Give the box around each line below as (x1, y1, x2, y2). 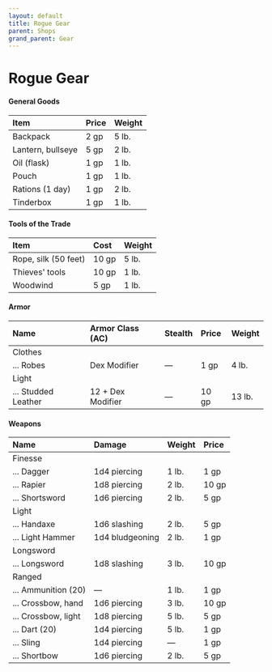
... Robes (12, 359, 46, 371)
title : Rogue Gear (8, 19, 70, 28)
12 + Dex (89, 386, 125, 398)
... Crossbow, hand (12, 598, 83, 609)
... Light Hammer (12, 532, 75, 543)
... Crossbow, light (12, 610, 81, 622)
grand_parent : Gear (8, 34, 74, 43)
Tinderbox (12, 196, 52, 207)
